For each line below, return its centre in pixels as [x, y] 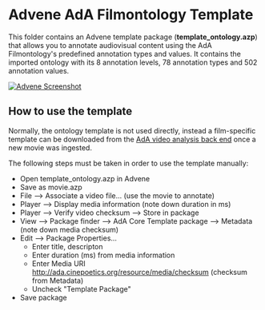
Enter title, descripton [67, 246]
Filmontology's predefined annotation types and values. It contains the [125, 54]
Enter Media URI [58, 263]
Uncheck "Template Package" [82, 288]
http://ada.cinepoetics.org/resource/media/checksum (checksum [140, 272]
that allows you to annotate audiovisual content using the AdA [110, 45]
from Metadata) [58, 280]
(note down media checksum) [69, 229]
